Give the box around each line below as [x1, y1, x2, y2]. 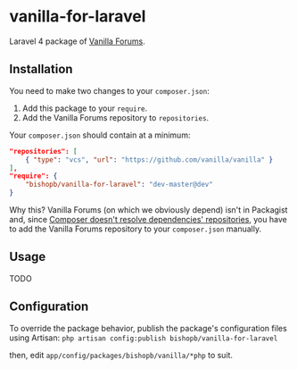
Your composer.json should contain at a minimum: [9, 130, 191, 140]
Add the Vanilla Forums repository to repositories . [21, 112, 210, 122]
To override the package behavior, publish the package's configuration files [9, 323, 287, 333]
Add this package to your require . [21, 103, 148, 113]
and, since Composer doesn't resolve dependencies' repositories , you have [9, 214, 287, 224]
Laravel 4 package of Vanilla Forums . [9, 36, 145, 46]
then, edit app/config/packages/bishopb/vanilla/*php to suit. [9, 349, 234, 360]
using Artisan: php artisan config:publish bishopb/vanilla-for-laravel [9, 332, 278, 343]
